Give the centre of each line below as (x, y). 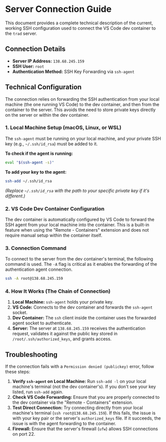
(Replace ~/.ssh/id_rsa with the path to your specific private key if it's (77, 190)
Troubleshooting (31, 354)
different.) (15, 196)
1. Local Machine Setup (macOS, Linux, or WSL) (63, 127)
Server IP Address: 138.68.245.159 (48, 61)
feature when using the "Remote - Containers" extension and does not (77, 230)
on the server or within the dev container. (47, 115)
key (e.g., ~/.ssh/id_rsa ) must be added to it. (52, 144)
